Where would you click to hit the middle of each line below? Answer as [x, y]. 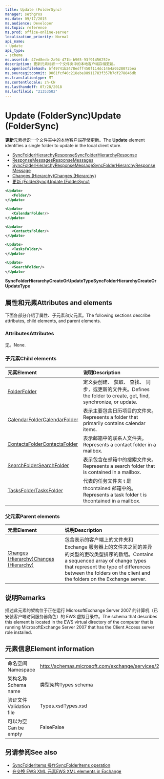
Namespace [21, 670]
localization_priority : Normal [37, 37]
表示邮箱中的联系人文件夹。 [115, 438]
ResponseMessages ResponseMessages [53, 160]
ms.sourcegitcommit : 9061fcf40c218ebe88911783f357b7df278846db [71, 73]
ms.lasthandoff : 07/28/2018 [34, 87]
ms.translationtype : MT [29, 78]
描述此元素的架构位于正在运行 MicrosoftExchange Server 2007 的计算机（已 [82, 610]
